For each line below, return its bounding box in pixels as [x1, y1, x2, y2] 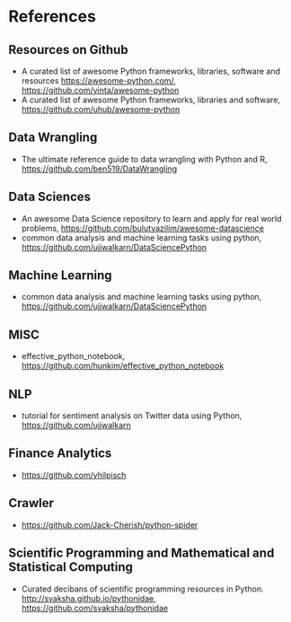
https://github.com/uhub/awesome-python [21, 104, 181, 114]
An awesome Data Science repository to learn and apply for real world [21, 213, 282, 223]
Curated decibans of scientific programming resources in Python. [21, 583, 264, 594]
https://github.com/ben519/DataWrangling [21, 163, 178, 174]
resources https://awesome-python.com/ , [21, 75, 177, 86]
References [8, 6, 96, 27]
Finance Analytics [8, 446, 112, 461]
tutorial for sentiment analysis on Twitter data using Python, [21, 410, 242, 421]
